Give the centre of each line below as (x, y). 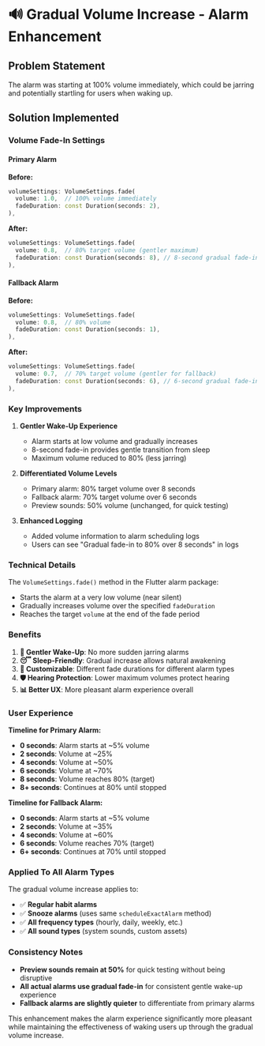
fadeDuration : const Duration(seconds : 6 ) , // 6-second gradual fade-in (137, 381)
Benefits (25, 634)
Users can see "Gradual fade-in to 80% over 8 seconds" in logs (135, 544)
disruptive (36, 978)
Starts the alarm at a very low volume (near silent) (101, 597)
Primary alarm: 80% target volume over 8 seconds (113, 489)
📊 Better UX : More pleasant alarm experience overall (106, 689)
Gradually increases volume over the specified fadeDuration (117, 606)
